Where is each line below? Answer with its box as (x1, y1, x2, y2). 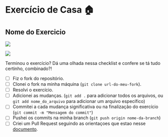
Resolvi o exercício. (12, 87, 54, 93)
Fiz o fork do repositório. (12, 76, 64, 81)
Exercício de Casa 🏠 (5, 4, 95, 16)
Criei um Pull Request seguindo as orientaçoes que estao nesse (12, 120, 146, 127)
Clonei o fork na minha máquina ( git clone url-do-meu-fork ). (12, 81, 142, 87)
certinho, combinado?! (5, 65, 52, 72)
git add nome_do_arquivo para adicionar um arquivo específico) (12, 98, 146, 105)
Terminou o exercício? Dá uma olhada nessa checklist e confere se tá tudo (5, 60, 161, 66)
